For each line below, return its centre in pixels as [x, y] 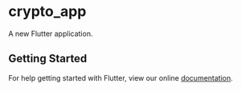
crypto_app [47, 12]
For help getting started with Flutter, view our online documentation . [120, 77]
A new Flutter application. [51, 34]
